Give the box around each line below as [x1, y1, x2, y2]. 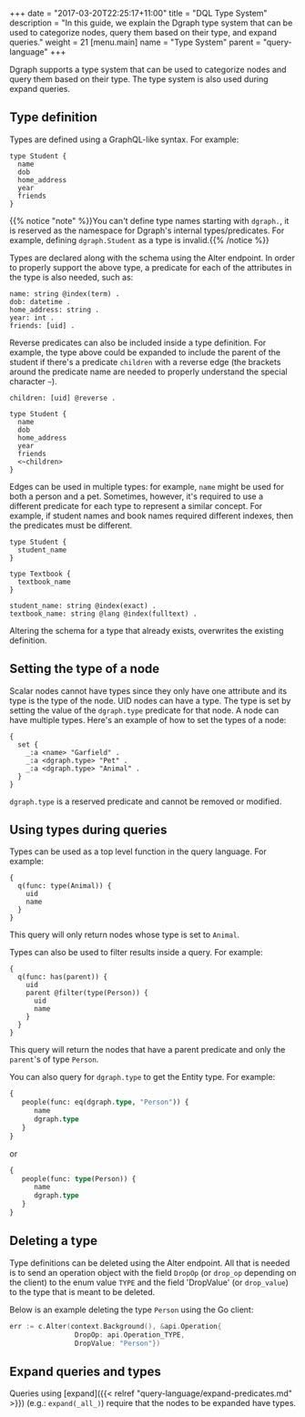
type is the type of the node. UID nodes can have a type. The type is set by [9, 695, 291, 706]
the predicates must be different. [9, 519, 133, 531]
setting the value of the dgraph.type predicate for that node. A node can [9, 705, 280, 716]
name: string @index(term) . [9, 289, 120, 299]
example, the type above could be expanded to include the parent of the [9, 346, 280, 358]
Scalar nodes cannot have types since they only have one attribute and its [9, 685, 288, 696]
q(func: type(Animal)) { [17, 882, 112, 891]
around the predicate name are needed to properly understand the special [9, 366, 289, 377]
